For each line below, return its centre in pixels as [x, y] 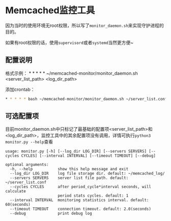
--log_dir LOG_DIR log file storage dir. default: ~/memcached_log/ [88, 174]
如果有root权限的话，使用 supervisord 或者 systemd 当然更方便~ [69, 42]
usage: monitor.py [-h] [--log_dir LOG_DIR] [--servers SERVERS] [76, 152]
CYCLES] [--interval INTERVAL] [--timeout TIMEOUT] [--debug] [89, 156]
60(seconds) [18, 205]
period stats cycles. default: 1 [93, 196]
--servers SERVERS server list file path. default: [69, 178]
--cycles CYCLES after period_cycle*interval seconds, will [81, 187]
